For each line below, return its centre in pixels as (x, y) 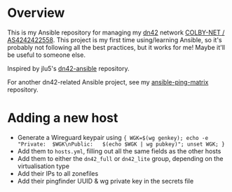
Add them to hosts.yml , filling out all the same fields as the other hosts (119, 151)
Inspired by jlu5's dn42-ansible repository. (68, 68)
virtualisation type (43, 166)
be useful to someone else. (47, 55)
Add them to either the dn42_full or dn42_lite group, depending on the (120, 158)
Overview (36, 13)
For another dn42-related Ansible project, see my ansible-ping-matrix (108, 82)
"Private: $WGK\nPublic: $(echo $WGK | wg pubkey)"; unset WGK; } (121, 144)
